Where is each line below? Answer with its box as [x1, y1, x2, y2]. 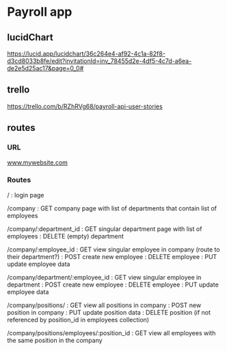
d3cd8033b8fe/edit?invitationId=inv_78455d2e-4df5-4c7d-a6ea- [7, 57, 192, 65]
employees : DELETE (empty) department [7, 232, 124, 240]
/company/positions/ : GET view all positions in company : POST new [7, 301, 202, 309]
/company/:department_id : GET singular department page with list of [7, 224, 202, 233]
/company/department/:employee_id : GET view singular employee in [7, 273, 202, 281]
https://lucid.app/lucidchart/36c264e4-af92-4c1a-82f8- [7, 49, 166, 58]
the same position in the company [7, 336, 103, 344]
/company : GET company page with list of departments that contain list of [7, 204, 217, 213]
